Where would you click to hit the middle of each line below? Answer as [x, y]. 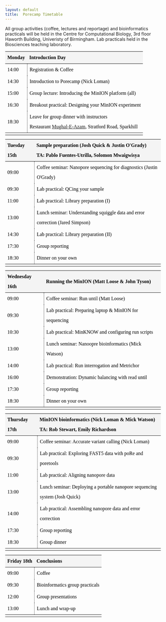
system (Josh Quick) [60, 497]
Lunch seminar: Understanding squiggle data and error [91, 212]
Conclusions [49, 561]
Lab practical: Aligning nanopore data [77, 475]
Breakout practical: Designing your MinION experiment [85, 105]
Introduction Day [47, 57]
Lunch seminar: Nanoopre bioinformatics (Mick [94, 344]
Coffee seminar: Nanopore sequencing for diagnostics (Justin [97, 167]
